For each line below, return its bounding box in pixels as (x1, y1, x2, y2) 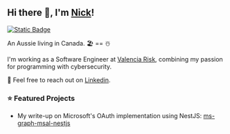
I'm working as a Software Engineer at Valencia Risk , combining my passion (7, 55, 223, 63)
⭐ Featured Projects (7, 93, 76, 103)
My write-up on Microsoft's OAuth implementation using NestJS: (17, 112, 202, 120)
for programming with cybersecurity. (7, 62, 112, 70)
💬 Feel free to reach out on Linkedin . (7, 75, 111, 84)
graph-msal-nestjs (17, 119, 71, 128)
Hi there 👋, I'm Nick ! (7, 7, 95, 19)
